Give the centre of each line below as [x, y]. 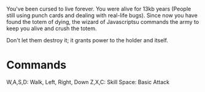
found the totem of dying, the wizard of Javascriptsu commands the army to [103, 22]
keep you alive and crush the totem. [52, 28]
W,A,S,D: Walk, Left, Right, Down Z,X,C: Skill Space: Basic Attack [88, 82]
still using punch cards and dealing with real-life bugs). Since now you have [102, 15]
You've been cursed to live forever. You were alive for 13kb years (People [99, 9]
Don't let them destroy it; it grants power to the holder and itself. [87, 40]
